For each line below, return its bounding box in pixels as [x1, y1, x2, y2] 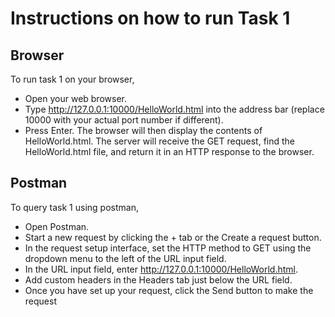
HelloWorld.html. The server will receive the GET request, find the [24, 135, 296, 147]
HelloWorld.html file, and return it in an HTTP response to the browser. [24, 146, 315, 157]
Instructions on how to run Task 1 [10, 7, 291, 30]
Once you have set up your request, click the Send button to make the [24, 284, 314, 296]
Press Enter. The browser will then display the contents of [24, 125, 263, 136]
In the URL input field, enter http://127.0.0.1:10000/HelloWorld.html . [24, 263, 298, 275]
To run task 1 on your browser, [10, 73, 135, 85]
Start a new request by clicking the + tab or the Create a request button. [24, 231, 322, 243]
